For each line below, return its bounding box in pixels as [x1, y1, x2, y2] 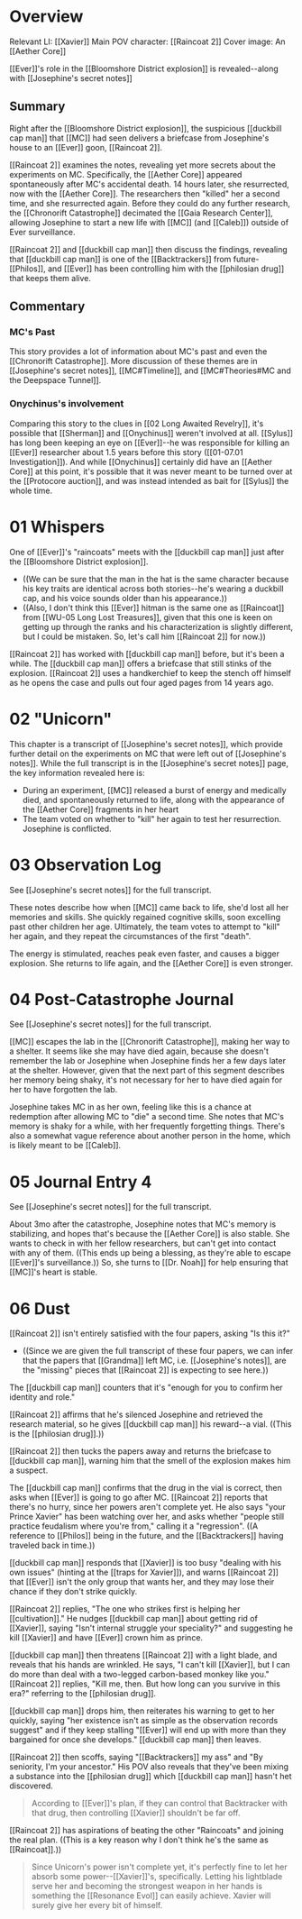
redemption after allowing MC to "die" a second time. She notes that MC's [9, 1111, 284, 1122]
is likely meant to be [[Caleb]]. [9, 1140, 122, 1151]
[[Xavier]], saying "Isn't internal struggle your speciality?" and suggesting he [9, 1622, 293, 1633]
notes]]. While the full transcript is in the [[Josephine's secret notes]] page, [9, 757, 289, 768]
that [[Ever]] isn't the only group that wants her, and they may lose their [9, 1576, 275, 1587]
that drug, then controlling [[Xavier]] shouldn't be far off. [31, 1807, 241, 1818]
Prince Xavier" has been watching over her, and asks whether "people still [9, 1512, 285, 1522]
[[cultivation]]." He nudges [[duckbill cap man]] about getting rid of [9, 1613, 259, 1624]
